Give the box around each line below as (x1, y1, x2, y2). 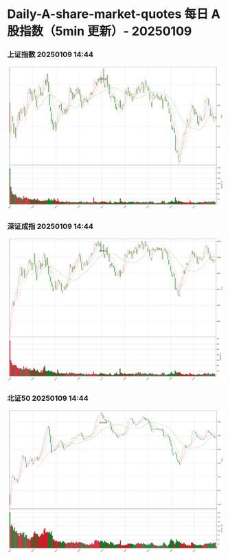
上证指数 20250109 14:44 (7, 50, 94, 59)
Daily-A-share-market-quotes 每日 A (7, 6, 221, 22)
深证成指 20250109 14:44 (7, 221, 94, 231)
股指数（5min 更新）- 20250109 (7, 23, 192, 39)
